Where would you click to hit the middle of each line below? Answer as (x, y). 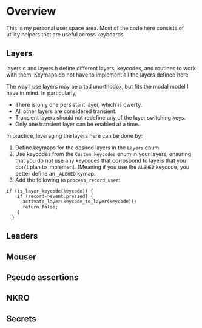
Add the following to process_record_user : (68, 180)
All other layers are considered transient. (66, 111)
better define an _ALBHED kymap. (55, 173)
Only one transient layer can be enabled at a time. (77, 124)
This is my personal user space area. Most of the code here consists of (95, 28)
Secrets (21, 319)
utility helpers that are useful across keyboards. (66, 34)
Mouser (21, 257)
